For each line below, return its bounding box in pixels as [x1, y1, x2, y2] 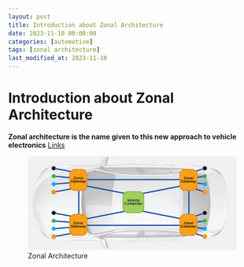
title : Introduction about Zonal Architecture [8, 20, 164, 29]
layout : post [8, 13, 51, 20]
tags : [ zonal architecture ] [8, 46, 101, 54]
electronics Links [8, 140, 65, 150]
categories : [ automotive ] [8, 38, 93, 46]
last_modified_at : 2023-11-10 [8, 54, 108, 62]
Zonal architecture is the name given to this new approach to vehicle [8, 132, 237, 141]
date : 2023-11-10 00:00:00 [8, 29, 97, 37]
